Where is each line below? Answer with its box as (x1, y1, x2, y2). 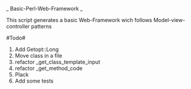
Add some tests (14, 77, 54, 84)
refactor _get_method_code (14, 65, 83, 72)
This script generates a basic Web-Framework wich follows (6, 17, 152, 23)
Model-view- (153, 17, 186, 23)
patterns (30, 23, 52, 30)
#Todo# (6, 34, 26, 41)
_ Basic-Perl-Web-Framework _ (6, 5, 83, 12)
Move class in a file (14, 52, 63, 59)
